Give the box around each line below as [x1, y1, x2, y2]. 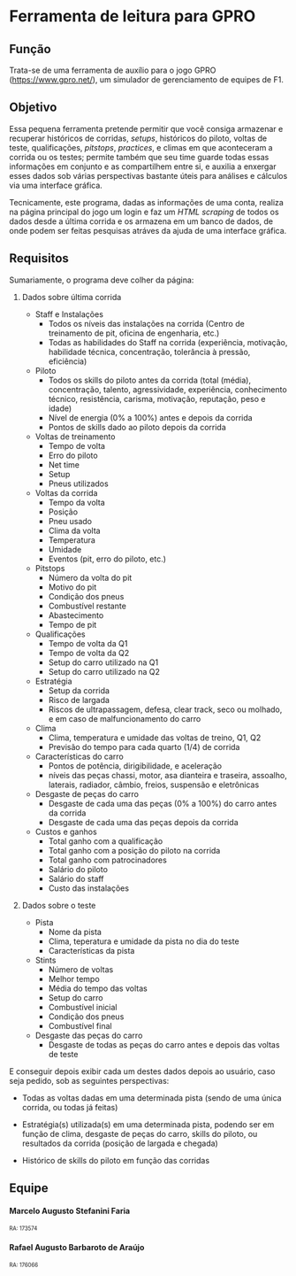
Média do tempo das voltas [48, 983, 148, 994]
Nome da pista [48, 926, 102, 937]
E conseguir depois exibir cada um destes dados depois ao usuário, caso [9, 1065, 276, 1077]
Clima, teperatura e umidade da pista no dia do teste [48, 936, 240, 947]
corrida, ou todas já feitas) [21, 1102, 118, 1112]
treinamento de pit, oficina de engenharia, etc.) [48, 328, 220, 338]
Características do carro [34, 751, 124, 762]
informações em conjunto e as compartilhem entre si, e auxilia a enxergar [9, 161, 277, 172]
